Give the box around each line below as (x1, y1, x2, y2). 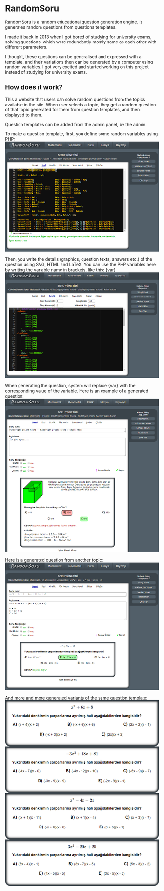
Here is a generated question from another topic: (5, 557, 103, 563)
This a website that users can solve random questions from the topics (5, 96, 145, 102)
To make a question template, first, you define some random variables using (5, 130, 158, 137)
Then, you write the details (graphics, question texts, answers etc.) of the (5, 256, 152, 262)
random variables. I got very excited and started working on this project (5, 64, 149, 70)
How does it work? (5, 84, 63, 92)
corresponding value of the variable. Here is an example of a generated (5, 388, 149, 394)
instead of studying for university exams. (5, 69, 87, 75)
